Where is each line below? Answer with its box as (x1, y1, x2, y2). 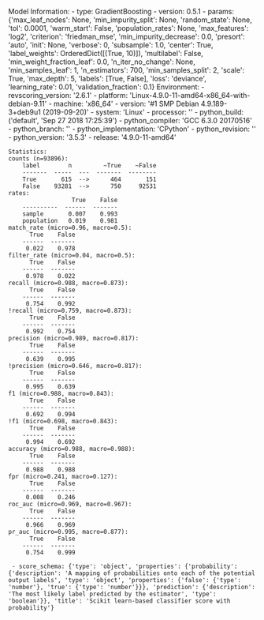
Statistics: (8, 148, 47, 156)
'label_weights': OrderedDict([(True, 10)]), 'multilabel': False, (8, 49, 203, 58)
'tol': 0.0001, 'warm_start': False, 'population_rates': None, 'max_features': (8, 24, 249, 32)
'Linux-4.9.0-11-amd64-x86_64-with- (129, 91, 251, 100)
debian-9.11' (8, 99, 47, 108)
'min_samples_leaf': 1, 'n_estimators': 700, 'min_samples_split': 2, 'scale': (8, 66, 245, 74)
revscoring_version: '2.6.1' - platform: (8, 91, 128, 100)
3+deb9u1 (8, 107, 41, 117)
